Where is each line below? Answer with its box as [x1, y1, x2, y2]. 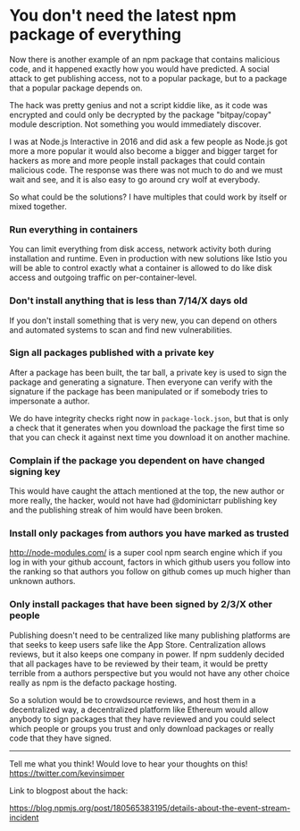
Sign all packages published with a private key [9, 346, 214, 359]
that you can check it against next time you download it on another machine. [9, 431, 290, 443]
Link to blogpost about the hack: [9, 784, 129, 796]
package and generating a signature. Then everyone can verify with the [9, 377, 273, 387]
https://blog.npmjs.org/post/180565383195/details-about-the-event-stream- [9, 802, 291, 813]
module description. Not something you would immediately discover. [9, 118, 262, 130]
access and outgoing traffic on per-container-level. [9, 272, 197, 283]
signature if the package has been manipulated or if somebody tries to [9, 386, 268, 396]
